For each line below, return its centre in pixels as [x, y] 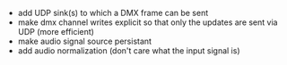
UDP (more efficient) [56, 32]
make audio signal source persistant [85, 41]
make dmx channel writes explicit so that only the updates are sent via [148, 22]
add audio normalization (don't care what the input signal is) [129, 51]
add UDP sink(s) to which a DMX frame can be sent [113, 13]
